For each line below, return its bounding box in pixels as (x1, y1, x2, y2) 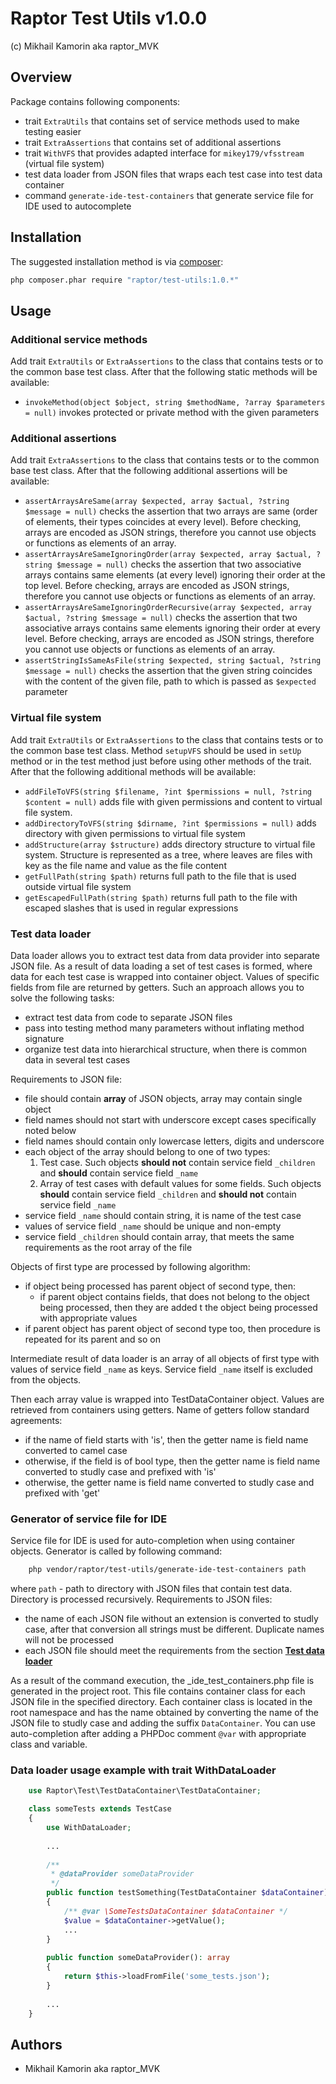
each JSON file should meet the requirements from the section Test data (24, 1645, 325, 1657)
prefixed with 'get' (24, 1487, 101, 1499)
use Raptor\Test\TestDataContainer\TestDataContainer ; (28, 1786, 262, 1796)
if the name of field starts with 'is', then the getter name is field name (24, 1434, 309, 1446)
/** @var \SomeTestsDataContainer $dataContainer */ (63, 1906, 288, 1916)
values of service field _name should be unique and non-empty (24, 1220, 282, 1232)
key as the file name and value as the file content (24, 859, 227, 871)
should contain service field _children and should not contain (39, 1188, 297, 1201)
